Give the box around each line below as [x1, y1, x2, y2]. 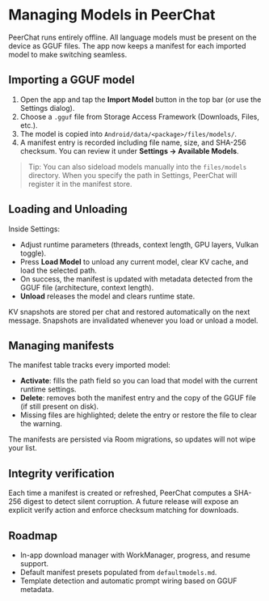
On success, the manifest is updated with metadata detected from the [19, 273, 253, 284]
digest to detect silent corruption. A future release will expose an [23, 497, 239, 506]
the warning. [19, 419, 63, 429]
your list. [8, 443, 38, 453]
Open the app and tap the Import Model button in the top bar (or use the [19, 95, 262, 104]
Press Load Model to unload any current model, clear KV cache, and [19, 256, 249, 266]
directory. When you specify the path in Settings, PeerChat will [27, 170, 237, 180]
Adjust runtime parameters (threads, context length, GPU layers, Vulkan [19, 239, 259, 249]
